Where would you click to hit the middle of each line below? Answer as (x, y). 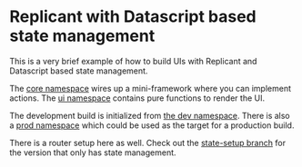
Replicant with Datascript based (133, 17)
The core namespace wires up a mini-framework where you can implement (150, 88)
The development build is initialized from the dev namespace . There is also (150, 115)
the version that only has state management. (93, 152)
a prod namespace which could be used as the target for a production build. (152, 125)
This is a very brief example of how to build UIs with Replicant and (133, 61)
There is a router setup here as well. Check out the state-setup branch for (148, 142)
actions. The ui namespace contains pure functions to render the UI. (137, 98)
